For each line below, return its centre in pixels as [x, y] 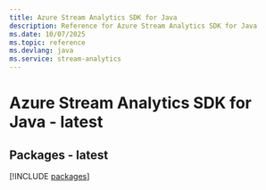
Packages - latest [59, 155]
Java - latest [56, 122]
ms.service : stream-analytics [66, 59]
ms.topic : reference [48, 42]
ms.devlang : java [42, 51]
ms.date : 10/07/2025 [48, 34]
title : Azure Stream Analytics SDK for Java [93, 17]
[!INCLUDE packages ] [50, 176]
